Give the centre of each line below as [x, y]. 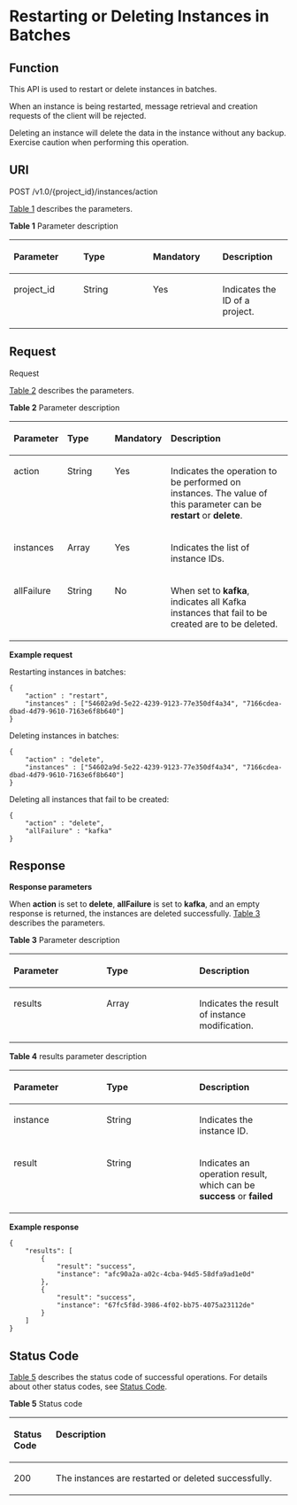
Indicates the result [239, 1003]
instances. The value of [219, 493]
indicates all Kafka [209, 602]
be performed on [206, 482]
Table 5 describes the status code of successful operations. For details [138, 1377]
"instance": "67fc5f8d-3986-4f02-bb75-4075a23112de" [155, 1306]
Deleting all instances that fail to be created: [89, 799]
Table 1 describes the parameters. [71, 208]
